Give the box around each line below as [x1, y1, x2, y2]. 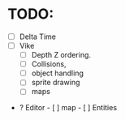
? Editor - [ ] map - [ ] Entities [19, 103, 118, 113]
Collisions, [31, 59, 67, 69]
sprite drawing [31, 78, 80, 88]
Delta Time [19, 32, 56, 41]
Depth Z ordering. [31, 50, 91, 60]
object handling [31, 68, 84, 78]
